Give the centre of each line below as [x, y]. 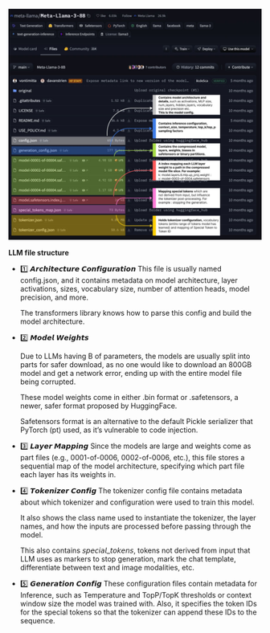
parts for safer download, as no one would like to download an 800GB [136, 364]
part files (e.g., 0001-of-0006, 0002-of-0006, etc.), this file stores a [132, 457]
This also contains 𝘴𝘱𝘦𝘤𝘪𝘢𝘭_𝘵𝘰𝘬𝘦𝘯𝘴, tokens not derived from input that [135, 550]
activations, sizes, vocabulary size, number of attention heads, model [135, 288]
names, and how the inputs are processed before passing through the [135, 526]
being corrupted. [48, 382]
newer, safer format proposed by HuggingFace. [98, 406]
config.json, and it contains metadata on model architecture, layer [129, 280]
